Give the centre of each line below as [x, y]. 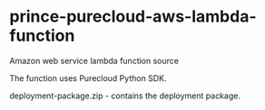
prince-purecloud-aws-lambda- [133, 17]
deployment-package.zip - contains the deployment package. [125, 96]
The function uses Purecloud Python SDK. [88, 78]
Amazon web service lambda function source [94, 60]
